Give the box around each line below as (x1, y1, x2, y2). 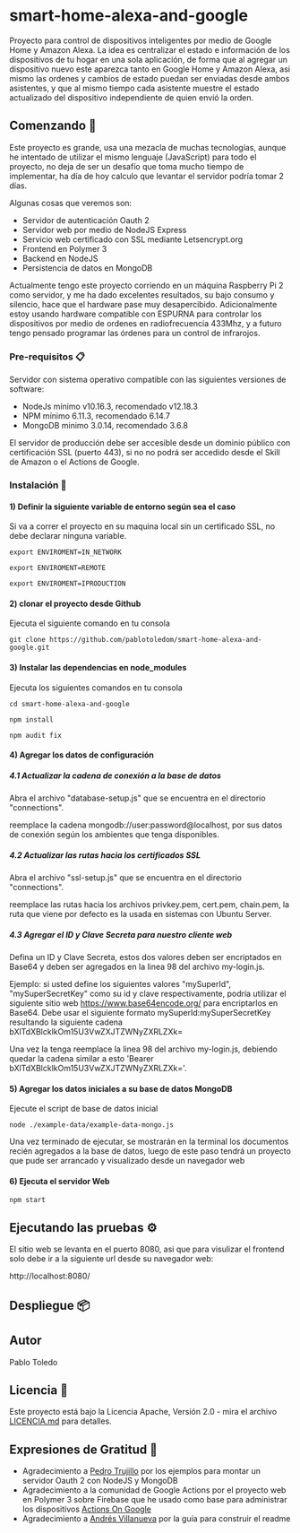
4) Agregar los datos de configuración (9, 749, 154, 760)
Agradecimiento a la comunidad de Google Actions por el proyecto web (21, 1485, 287, 1495)
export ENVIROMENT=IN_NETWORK (9, 548, 123, 557)
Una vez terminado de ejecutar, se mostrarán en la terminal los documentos (9, 1136, 289, 1148)
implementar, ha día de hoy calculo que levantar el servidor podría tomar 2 (9, 170, 285, 181)
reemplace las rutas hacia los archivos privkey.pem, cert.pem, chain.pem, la (9, 899, 289, 910)
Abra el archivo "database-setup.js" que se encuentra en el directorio (9, 792, 266, 803)
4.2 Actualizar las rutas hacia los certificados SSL (9, 849, 201, 861)
